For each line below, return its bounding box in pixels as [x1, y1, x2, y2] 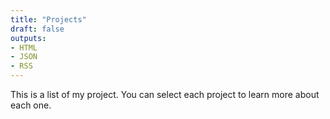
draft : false [10, 24, 65, 34]
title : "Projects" [10, 14, 87, 25]
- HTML [10, 42, 38, 53]
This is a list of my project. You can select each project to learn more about [10, 89, 320, 100]
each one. [10, 99, 52, 111]
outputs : [10, 33, 47, 43]
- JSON [10, 52, 38, 62]
